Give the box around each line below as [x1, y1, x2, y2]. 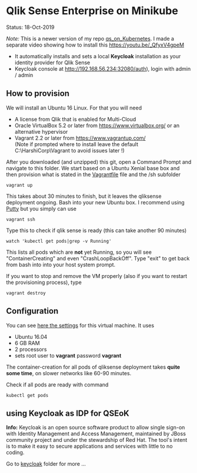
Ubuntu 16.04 [14, 333, 48, 340]
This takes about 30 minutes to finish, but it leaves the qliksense [6, 193, 162, 200]
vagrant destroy [6, 290, 46, 296]
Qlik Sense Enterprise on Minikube [6, 4, 178, 18]
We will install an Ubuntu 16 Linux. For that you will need [6, 104, 142, 111]
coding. [6, 449, 25, 456]
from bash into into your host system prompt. [6, 261, 116, 268]
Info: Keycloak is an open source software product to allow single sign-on [6, 424, 185, 431]
